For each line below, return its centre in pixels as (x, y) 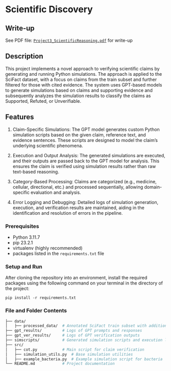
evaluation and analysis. (56, 192)
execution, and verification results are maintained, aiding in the (78, 208)
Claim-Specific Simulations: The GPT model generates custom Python (86, 129)
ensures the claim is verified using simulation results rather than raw (84, 166)
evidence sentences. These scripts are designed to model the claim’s (85, 140)
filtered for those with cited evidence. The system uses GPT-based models (84, 84)
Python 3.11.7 (26, 237)
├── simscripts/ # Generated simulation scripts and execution (84, 340)
